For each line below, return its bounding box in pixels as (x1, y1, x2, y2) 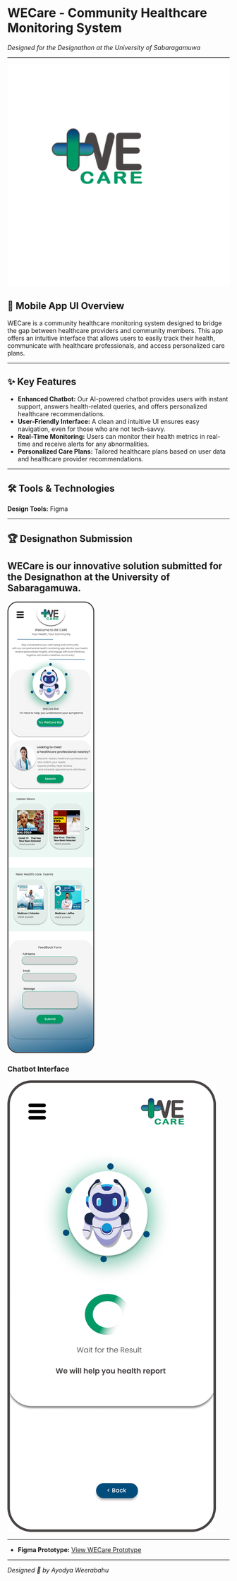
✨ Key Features (7, 376, 76, 388)
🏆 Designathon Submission (7, 533, 133, 545)
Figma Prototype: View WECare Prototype (17, 1545, 142, 1553)
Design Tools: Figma (7, 504, 68, 513)
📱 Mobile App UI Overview (7, 300, 125, 312)
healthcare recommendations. (17, 409, 105, 418)
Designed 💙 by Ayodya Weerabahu (7, 1565, 109, 1574)
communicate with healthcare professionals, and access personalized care (7, 341, 225, 350)
